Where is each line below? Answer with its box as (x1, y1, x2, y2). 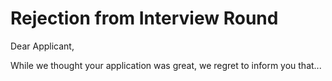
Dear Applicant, (10, 40, 75, 52)
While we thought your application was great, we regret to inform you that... (10, 59, 322, 71)
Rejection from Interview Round (10, 7, 279, 30)
